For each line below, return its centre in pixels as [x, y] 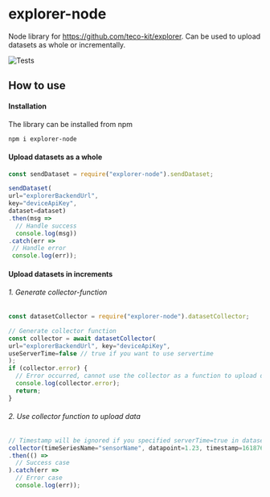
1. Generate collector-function [58, 292]
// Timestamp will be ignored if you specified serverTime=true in [124, 440]
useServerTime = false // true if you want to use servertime [111, 353]
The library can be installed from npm [71, 124]
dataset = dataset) [37, 211]
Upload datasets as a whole [55, 157]
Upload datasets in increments [61, 273]
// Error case [39, 478]
